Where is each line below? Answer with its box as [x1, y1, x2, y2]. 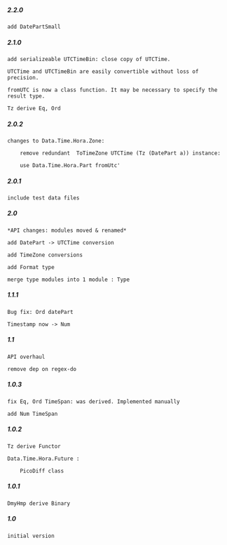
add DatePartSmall [7, 23, 61, 30]
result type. [7, 92, 46, 100]
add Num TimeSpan [7, 410, 58, 417]
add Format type [7, 263, 55, 270]
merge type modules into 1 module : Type [7, 276, 130, 283]
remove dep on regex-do [7, 365, 77, 372]
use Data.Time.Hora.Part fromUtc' [20, 162, 121, 169]
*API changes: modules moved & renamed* [7, 227, 128, 234]
